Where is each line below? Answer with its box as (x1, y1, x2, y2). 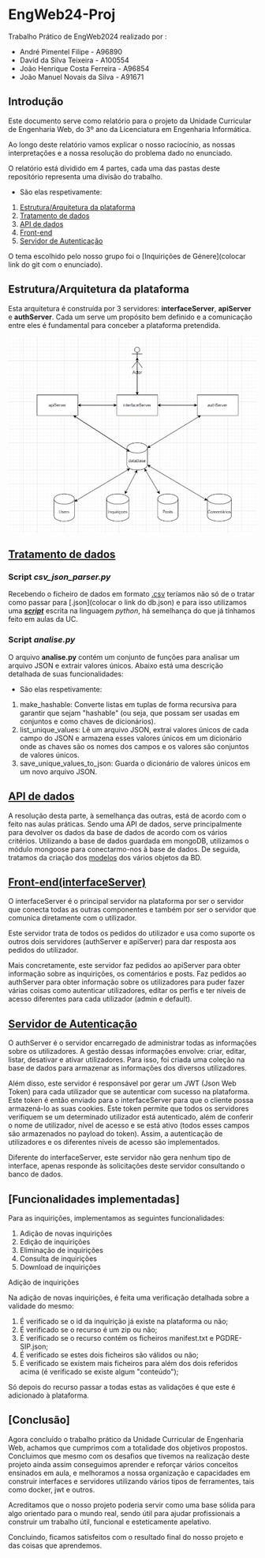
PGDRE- (215, 1334, 243, 1343)
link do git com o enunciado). (8, 259, 103, 269)
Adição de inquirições (8, 1278, 80, 1287)
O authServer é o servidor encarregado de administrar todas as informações (8, 1038, 257, 1048)
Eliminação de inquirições (19, 1246, 104, 1255)
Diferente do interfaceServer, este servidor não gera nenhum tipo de (8, 1153, 231, 1162)
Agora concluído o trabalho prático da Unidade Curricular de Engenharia (8, 1434, 244, 1443)
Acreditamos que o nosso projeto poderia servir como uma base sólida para (8, 1500, 256, 1510)
